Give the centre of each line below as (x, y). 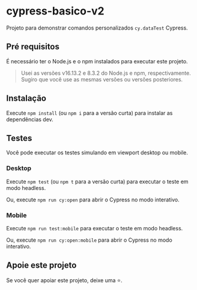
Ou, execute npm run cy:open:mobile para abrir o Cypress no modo (89, 240)
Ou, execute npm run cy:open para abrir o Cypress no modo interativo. (93, 200)
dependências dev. (30, 119)
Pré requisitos (33, 47)
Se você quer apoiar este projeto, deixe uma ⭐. (64, 280)
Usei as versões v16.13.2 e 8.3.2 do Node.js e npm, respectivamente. (106, 73)
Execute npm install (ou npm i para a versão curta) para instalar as (89, 113)
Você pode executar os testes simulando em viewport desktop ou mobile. (97, 153)
